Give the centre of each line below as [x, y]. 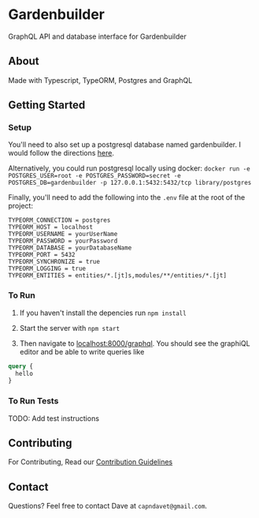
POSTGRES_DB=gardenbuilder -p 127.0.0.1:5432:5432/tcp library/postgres [130, 183]
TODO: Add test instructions [54, 418]
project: [21, 206]
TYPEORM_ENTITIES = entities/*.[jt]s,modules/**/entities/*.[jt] [117, 276]
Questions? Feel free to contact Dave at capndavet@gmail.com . [107, 506]
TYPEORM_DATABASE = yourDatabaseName [70, 248]
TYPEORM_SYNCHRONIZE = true [54, 262]
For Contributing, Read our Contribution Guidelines [91, 462]
